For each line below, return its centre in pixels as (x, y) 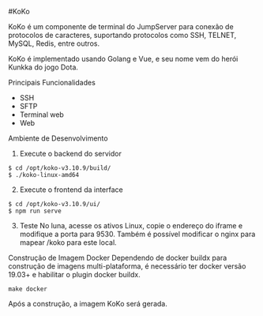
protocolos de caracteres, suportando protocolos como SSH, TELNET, (122, 35)
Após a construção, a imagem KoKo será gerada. (88, 304)
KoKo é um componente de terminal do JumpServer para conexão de (121, 26)
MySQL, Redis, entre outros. (54, 43)
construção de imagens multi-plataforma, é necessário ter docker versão (127, 266)
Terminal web (42, 115)
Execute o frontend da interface (71, 190)
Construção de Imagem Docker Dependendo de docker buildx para (118, 258)
